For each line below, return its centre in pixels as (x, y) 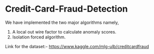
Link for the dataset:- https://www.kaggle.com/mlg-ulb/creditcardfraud (77, 46)
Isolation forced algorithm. (39, 37)
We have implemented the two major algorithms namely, (62, 22)
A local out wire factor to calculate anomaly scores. (64, 32)
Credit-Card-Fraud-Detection (66, 9)
